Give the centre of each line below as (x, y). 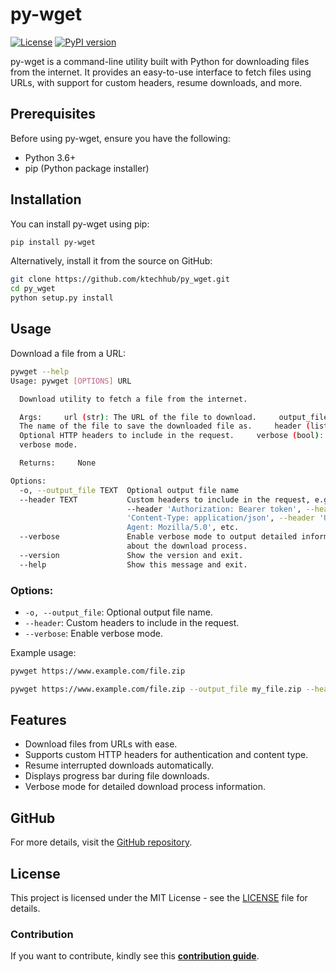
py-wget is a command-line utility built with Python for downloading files (160, 61)
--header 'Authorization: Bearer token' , (214, 509)
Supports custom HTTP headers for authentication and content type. (166, 755)
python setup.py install (62, 298)
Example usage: (43, 652)
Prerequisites (53, 114)
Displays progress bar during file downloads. (117, 776)
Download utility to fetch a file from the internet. (133, 399)
